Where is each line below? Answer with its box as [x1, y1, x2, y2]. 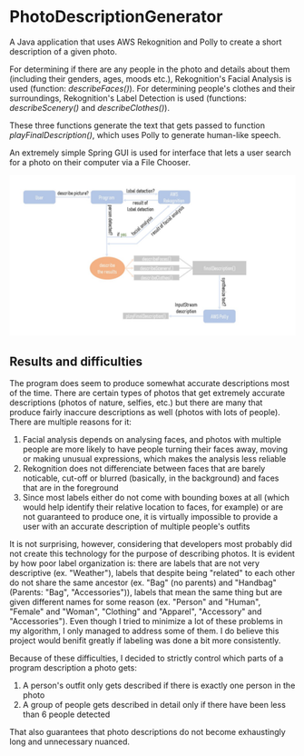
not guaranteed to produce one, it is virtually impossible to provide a [22, 512, 279, 522]
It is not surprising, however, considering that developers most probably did [9, 539, 293, 550]
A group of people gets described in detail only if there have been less [22, 700, 286, 711]
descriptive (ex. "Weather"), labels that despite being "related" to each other [9, 568, 296, 579]
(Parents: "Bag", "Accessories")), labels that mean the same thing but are [9, 587, 283, 598]
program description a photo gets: [9, 662, 138, 673]
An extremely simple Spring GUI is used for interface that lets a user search [9, 147, 292, 158]
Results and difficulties [9, 353, 143, 369]
